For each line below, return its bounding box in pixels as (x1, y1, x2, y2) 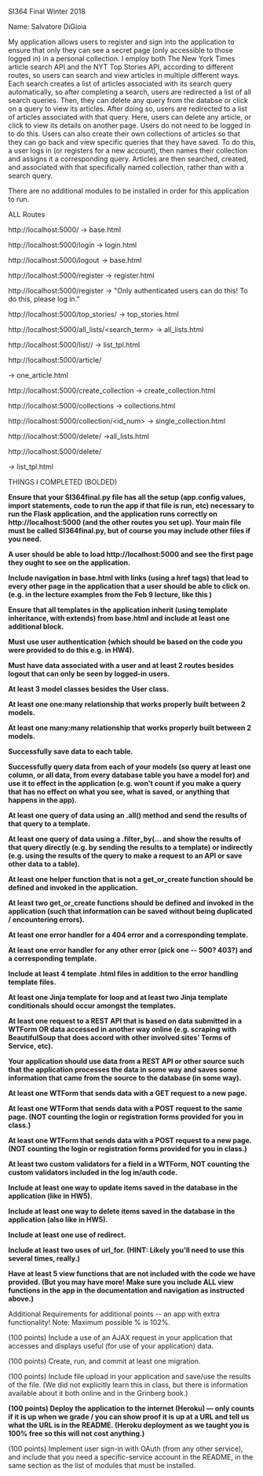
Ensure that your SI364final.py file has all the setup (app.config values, (8, 493, 246, 502)
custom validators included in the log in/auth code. (8, 1168, 178, 1177)
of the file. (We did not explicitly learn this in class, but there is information (8, 1380, 249, 1389)
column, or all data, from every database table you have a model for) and (8, 770, 250, 780)
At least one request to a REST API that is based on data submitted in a (8, 1017, 242, 1025)
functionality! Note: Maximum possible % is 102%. (8, 1318, 170, 1327)
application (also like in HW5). (8, 1215, 108, 1224)
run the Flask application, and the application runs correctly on (8, 509, 217, 518)
